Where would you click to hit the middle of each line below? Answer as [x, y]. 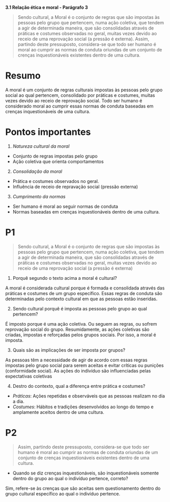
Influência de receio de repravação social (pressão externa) [75, 187]
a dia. [18, 401]
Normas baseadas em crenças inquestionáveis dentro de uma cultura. [86, 212]
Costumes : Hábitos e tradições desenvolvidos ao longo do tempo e [83, 407]
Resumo [23, 76]
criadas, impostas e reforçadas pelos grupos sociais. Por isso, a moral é [81, 335]
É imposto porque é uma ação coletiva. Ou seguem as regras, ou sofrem [81, 324]
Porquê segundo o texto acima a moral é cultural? [65, 278]
